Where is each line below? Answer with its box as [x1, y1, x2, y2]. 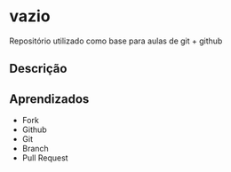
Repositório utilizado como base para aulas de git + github [9, 35, 223, 46]
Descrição [9, 61, 68, 76]
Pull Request [21, 152, 68, 163]
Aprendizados [9, 91, 90, 106]
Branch [21, 144, 49, 154]
